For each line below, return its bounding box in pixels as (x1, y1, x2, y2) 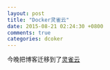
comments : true (7, 29, 51, 36)
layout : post (7, 10, 45, 17)
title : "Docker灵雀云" (7, 16, 70, 23)
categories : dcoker (7, 36, 64, 43)
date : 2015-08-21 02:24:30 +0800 (7, 23, 104, 30)
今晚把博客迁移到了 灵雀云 (7, 56, 80, 64)
